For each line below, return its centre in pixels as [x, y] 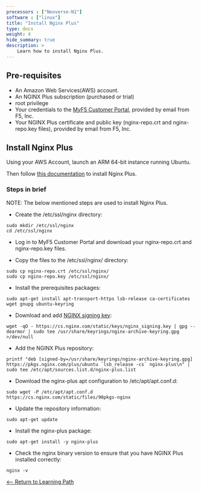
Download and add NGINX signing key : [63, 315]
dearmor [16, 332]
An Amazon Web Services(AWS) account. [67, 90]
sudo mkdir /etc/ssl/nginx [40, 225]
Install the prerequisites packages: [58, 287]
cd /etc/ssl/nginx [29, 231]
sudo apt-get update [32, 419]
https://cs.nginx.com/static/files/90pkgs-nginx [69, 397]
